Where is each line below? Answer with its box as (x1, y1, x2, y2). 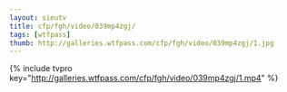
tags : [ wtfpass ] (9, 30, 71, 39)
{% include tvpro (9, 63, 73, 74)
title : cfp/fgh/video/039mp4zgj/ (9, 22, 136, 31)
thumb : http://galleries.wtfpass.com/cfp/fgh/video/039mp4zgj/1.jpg (9, 38, 274, 48)
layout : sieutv (9, 13, 67, 23)
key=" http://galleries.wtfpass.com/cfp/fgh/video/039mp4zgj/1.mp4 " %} (9, 73, 279, 84)
